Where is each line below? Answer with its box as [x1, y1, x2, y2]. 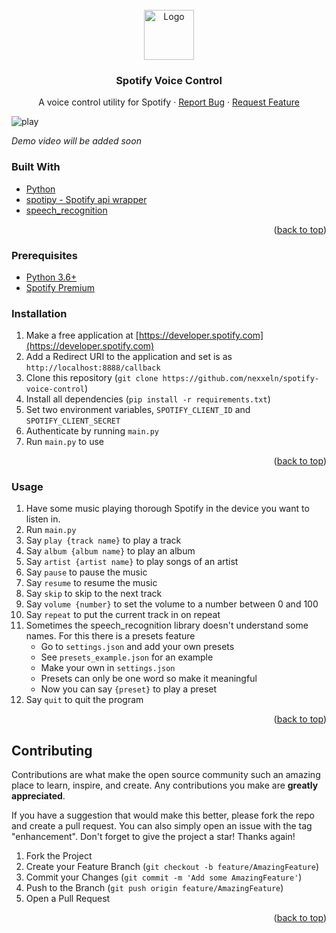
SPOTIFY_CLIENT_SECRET [25, 416, 121, 427]
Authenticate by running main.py [25, 425, 160, 437]
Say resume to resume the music [25, 577, 158, 589]
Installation [11, 306, 68, 320]
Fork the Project [25, 850, 93, 862]
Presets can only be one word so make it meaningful [40, 673, 258, 685]
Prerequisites [11, 248, 78, 262]
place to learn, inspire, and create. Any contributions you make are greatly [11, 779, 319, 792]
